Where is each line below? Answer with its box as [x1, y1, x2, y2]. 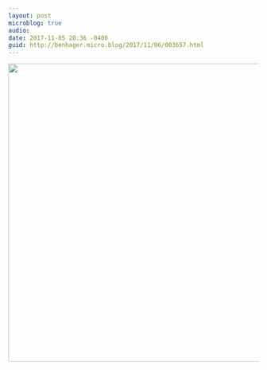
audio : [8, 26, 30, 34]
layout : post [8, 11, 52, 20]
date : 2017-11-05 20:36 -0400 [8, 33, 109, 42]
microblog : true [8, 19, 62, 27]
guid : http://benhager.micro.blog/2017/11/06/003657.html [8, 41, 204, 49]
